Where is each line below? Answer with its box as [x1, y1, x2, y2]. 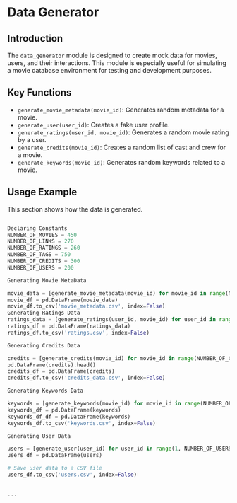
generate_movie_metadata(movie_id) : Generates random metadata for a [17, 105, 224, 114]
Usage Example [7, 186, 78, 198]
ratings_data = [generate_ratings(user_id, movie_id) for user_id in [7, 316, 217, 323]
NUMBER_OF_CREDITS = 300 [7, 258, 80, 265]
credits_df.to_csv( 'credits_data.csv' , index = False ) [7, 374, 166, 382]
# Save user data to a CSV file [7, 465, 102, 472]
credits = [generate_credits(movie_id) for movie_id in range [7, 354, 194, 362]
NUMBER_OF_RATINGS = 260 [7, 245, 80, 252]
